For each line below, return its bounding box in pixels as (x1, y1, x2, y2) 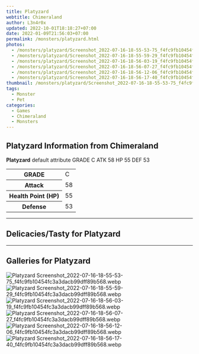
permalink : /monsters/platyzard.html (6, 36, 99, 42)
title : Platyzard (6, 8, 49, 15)
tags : (6, 86, 20, 92)
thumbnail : (6, 81, 33, 86)
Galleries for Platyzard (6, 256, 91, 266)
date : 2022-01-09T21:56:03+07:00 (6, 31, 89, 37)
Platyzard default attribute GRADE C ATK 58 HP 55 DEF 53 (6, 156, 150, 163)
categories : (6, 102, 36, 108)
